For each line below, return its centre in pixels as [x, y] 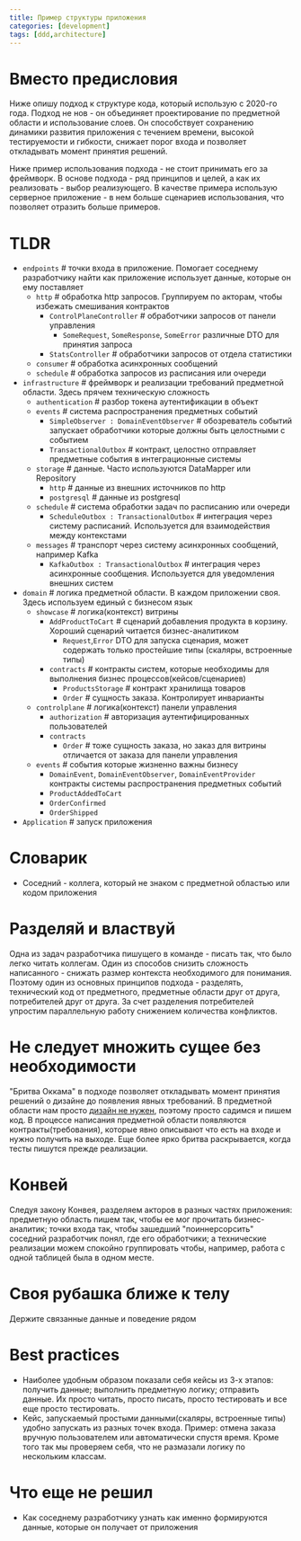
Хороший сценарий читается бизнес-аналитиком [144, 631]
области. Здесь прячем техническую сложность [116, 393]
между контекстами [88, 536]
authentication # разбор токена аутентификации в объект [147, 402]
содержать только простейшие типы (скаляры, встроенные [177, 650]
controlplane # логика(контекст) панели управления [136, 707]
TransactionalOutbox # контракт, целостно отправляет [152, 449]
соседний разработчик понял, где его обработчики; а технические [138, 1238]
